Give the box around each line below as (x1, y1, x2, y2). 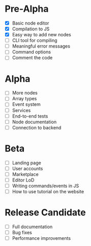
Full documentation (12, 223, 53, 230)
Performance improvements (12, 235, 71, 241)
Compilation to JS (12, 26, 50, 32)
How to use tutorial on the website (12, 189, 84, 194)
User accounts (12, 165, 43, 171)
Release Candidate (5, 207, 86, 218)
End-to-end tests (12, 113, 48, 119)
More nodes (12, 90, 38, 96)
